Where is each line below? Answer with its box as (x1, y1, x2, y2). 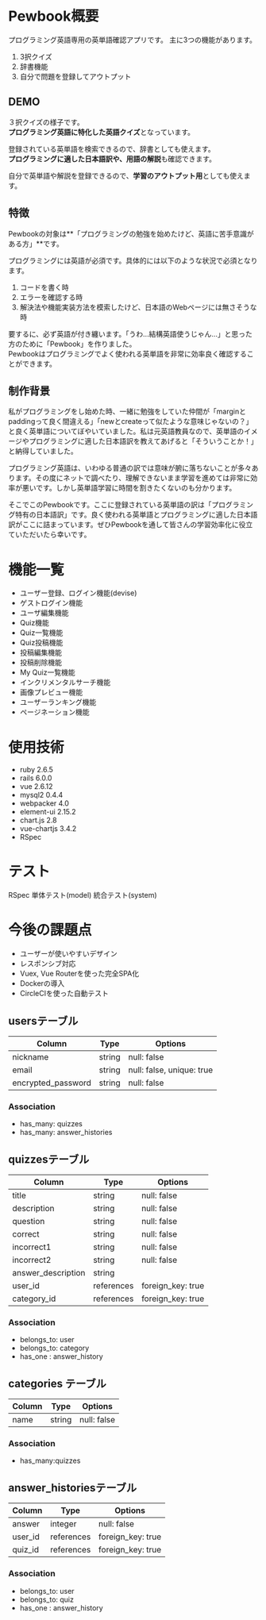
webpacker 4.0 (19, 798, 70, 808)
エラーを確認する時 (19, 292, 83, 302)
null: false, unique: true (128, 1064, 213, 1076)
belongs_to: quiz (19, 1595, 74, 1604)
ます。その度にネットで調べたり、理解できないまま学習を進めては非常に (14, 473, 251, 483)
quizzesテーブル (8, 1152, 90, 1166)
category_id (12, 1293, 56, 1304)
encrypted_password (12, 1077, 91, 1088)
